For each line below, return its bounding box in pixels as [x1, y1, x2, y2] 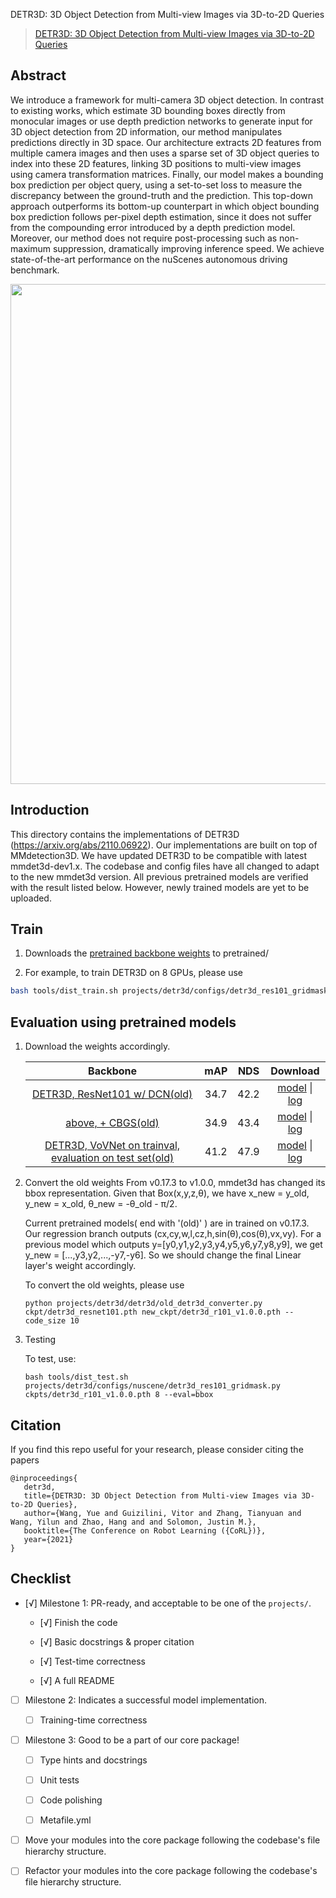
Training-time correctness [39, 1714, 148, 1726]
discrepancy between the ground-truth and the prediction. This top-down [10, 189, 313, 201]
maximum [10, 242, 51, 254]
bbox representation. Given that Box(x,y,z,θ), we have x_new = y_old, [24, 1187, 310, 1199]
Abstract [10, 67, 67, 84]
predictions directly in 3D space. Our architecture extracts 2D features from [10, 136, 322, 148]
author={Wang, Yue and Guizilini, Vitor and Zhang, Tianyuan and [23, 1508, 302, 1518]
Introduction [10, 802, 90, 819]
